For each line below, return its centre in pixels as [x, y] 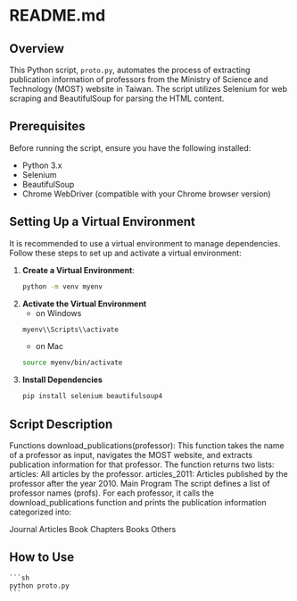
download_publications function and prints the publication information [138, 502]
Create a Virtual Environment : [78, 270]
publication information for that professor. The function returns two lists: [142, 464]
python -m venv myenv [62, 287]
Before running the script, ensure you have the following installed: [130, 147]
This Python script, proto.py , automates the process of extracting [130, 70]
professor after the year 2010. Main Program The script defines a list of [140, 483]
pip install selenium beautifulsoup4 [92, 396]
